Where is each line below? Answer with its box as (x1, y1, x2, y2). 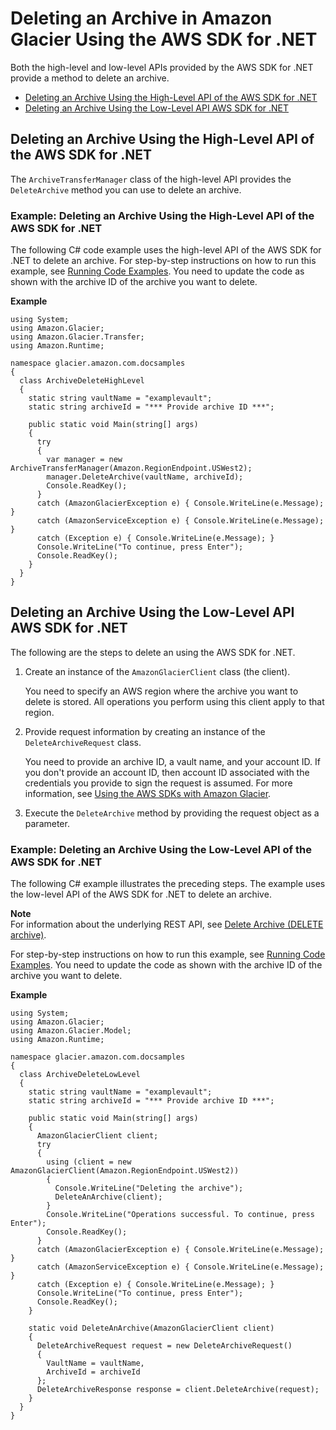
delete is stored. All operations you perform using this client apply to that (24, 695, 325, 707)
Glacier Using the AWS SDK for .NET (10, 28, 318, 51)
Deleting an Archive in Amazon (10, 7, 273, 30)
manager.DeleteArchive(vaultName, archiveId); (46, 472, 244, 482)
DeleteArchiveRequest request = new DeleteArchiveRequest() (36, 1341, 293, 1351)
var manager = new (46, 455, 123, 465)
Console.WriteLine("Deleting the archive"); (54, 1183, 244, 1194)
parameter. (24, 817, 70, 829)
